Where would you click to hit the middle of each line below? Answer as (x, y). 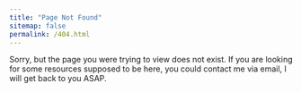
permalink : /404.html (50, 34)
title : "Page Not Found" (56, 17)
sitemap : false (38, 26)
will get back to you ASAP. (58, 79)
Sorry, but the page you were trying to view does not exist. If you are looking (151, 60)
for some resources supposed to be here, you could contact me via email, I (148, 69)
